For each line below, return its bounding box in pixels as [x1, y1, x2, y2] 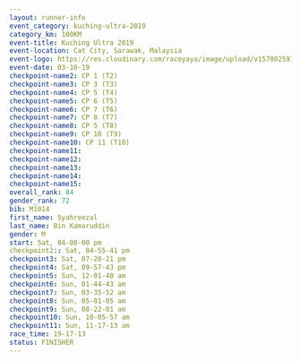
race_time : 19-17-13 [9, 330, 87, 339]
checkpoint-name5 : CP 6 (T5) [9, 96, 118, 106]
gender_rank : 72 [9, 196, 70, 206]
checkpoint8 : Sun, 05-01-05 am [9, 297, 126, 305]
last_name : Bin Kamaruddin [9, 221, 110, 230]
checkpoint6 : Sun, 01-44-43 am [9, 279, 126, 288]
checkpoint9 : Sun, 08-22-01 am [9, 305, 126, 314]
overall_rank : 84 [9, 188, 74, 197]
